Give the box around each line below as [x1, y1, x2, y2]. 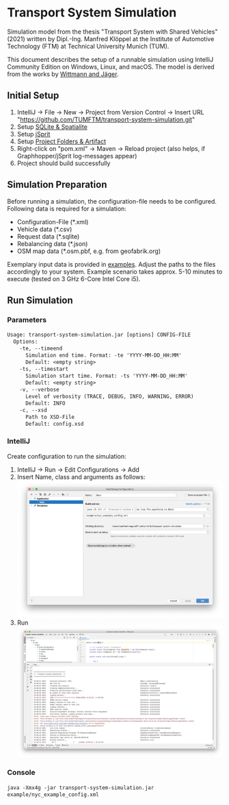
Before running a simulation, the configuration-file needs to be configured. [7, 197, 217, 205]
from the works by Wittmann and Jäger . [7, 70, 119, 78]
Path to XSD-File [25, 413, 75, 421]
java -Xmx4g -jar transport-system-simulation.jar [7, 784, 154, 791]
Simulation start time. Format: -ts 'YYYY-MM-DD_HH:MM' [25, 372, 188, 380]
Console [7, 768, 36, 778]
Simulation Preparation [7, 179, 107, 191]
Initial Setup [7, 90, 59, 101]
